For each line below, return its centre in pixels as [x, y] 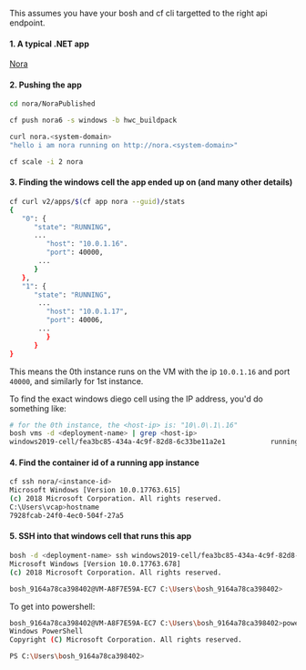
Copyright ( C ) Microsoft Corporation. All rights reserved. [126, 640]
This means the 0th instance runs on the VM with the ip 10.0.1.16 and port [150, 371]
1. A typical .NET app [49, 44]
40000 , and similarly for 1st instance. [76, 381]
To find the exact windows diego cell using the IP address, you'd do [137, 399]
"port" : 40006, [75, 320]
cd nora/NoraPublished [52, 104]
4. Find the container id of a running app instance [105, 462]
